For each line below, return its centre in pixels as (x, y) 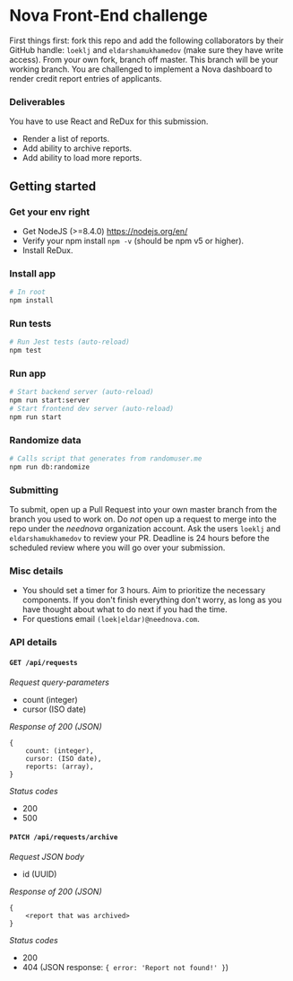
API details (33, 643)
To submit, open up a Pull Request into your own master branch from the (143, 510)
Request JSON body (47, 856)
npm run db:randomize (50, 467)
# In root (28, 293)
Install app (33, 273)
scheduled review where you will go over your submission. (117, 547)
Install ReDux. (47, 250)
